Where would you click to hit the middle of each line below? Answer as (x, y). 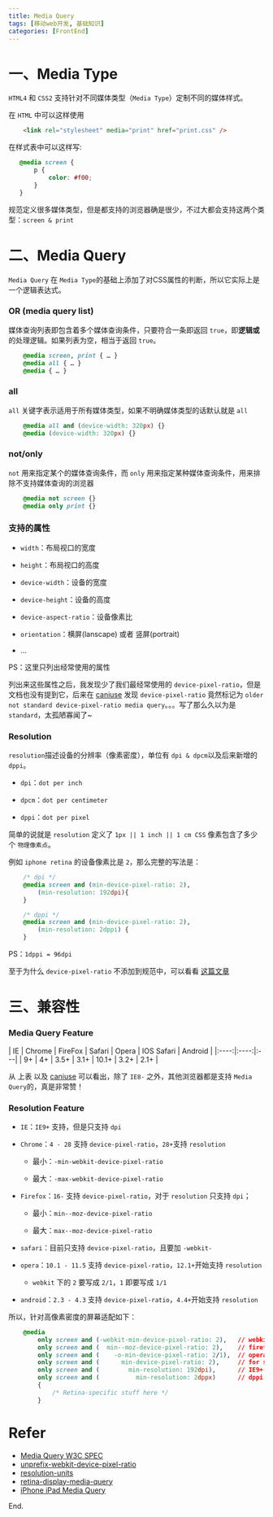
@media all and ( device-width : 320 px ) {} (94, 425)
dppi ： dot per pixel (55, 817)
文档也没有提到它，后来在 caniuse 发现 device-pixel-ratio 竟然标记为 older (136, 694)
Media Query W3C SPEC (61, 1455)
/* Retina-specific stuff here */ (110, 1393)
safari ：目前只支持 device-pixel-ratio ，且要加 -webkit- (116, 1247)
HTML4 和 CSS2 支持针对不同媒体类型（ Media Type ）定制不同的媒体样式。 (128, 98)
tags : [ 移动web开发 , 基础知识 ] (56, 24)
